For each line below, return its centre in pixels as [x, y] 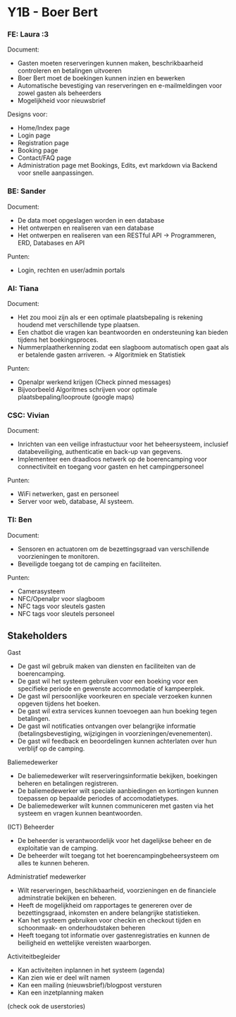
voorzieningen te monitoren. [58, 556]
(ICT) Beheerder [31, 827]
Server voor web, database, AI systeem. [76, 502]
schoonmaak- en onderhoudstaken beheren [81, 928]
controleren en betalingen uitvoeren [69, 70]
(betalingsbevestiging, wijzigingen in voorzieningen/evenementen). [115, 734]
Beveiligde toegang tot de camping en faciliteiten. [89, 564]
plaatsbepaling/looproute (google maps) [76, 397]
